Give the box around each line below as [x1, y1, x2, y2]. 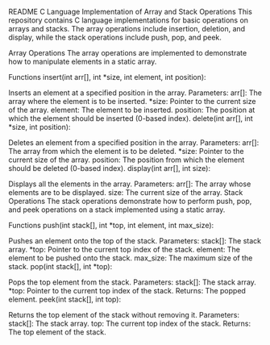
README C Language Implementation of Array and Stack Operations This [8, 7, 252, 16]
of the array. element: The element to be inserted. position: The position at [8, 105, 255, 114]
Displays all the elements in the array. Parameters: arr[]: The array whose [8, 179, 251, 189]
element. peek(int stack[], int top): [8, 294, 122, 304]
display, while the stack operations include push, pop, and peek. [8, 32, 222, 42]
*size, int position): [8, 123, 71, 131]
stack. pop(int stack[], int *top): [8, 262, 113, 271]
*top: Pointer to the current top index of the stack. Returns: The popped [8, 286, 246, 295]
